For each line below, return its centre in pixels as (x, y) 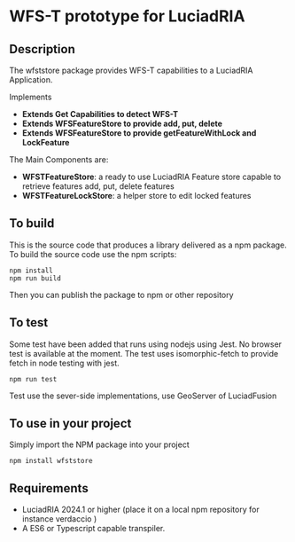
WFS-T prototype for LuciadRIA (127, 16)
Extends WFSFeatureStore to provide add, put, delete (122, 123)
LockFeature (46, 142)
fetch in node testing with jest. (64, 363)
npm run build (35, 278)
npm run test (33, 379)
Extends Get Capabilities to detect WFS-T (100, 114)
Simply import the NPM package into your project (99, 444)
